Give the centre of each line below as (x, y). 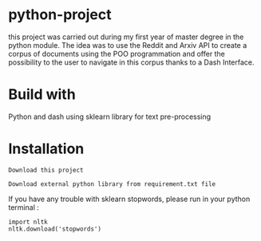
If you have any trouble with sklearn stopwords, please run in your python (129, 199)
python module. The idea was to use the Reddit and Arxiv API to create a (128, 45)
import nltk (28, 222)
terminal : (24, 207)
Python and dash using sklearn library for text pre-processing (110, 117)
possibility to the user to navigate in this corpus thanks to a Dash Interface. (131, 62)
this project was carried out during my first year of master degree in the (126, 37)
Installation (46, 149)
